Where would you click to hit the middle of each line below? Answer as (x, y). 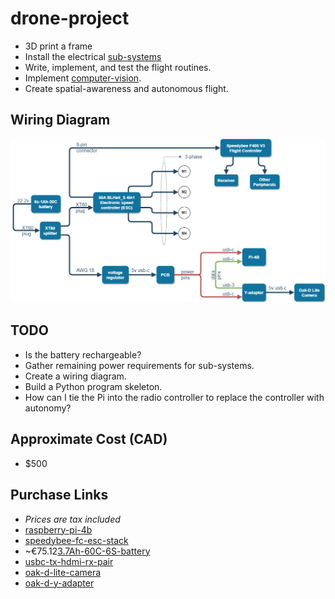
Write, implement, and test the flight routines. (118, 67)
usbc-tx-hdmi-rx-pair (69, 561)
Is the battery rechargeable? (83, 354)
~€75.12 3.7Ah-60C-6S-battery (87, 551)
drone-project (70, 18)
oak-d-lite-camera (63, 572)
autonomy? (48, 408)
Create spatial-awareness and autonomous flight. (126, 88)
